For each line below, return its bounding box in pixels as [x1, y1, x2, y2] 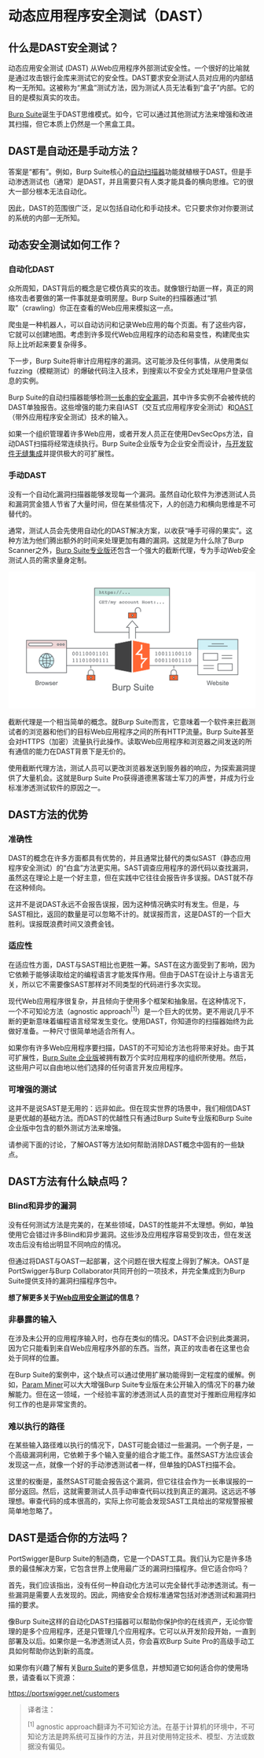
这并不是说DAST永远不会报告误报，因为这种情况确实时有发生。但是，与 [8, 899, 240, 908]
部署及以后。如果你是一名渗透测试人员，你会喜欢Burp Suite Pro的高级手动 [8, 1636, 248, 1646]
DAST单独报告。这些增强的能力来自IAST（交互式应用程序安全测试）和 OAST [8, 402, 254, 411]
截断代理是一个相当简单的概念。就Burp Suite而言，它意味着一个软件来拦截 [8, 717, 249, 726]
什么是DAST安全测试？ [8, 41, 119, 54]
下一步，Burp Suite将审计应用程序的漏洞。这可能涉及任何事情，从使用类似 [8, 356, 249, 366]
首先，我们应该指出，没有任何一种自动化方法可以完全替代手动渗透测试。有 [8, 1580, 249, 1590]
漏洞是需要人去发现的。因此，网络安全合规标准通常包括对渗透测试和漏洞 [14, 1590, 249, 1599]
